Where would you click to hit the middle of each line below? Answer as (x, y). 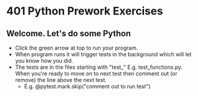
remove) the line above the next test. (61, 80)
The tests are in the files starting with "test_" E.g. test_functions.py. (99, 67)
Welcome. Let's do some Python (69, 34)
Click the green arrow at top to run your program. (76, 48)
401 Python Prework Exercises (85, 11)
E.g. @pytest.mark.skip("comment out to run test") (87, 86)
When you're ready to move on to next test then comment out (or (96, 73)
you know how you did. (44, 61)
